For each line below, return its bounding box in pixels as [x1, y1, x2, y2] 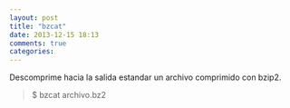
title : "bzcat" [9, 22, 67, 31]
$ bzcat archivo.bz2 [31, 90, 107, 101]
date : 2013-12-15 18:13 [9, 30, 100, 39]
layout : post [9, 13, 59, 23]
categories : [9, 47, 54, 56]
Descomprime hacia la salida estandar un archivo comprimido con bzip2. [9, 72, 282, 83]
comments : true [9, 38, 67, 48]
